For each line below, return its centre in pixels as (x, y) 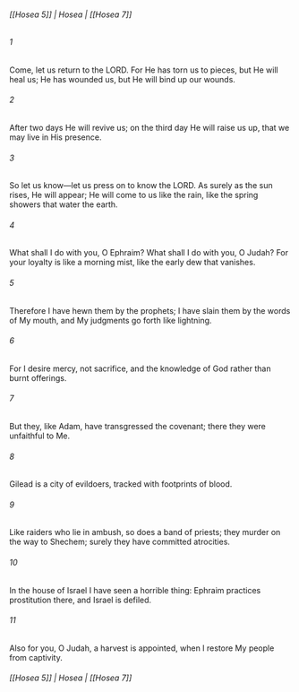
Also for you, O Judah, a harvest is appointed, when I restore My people (142, 648)
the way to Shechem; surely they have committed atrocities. (120, 542)
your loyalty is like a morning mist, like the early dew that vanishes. (132, 263)
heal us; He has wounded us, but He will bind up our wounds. (122, 79)
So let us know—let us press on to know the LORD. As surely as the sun (141, 186)
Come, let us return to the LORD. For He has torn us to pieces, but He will (144, 70)
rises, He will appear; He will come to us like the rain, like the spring (134, 195)
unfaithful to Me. (40, 436)
